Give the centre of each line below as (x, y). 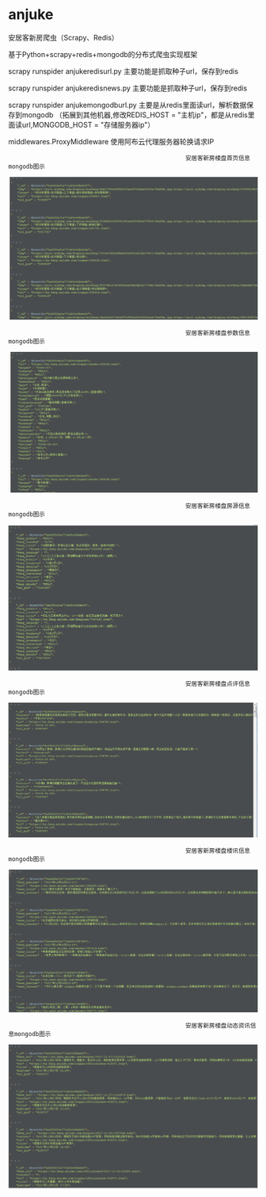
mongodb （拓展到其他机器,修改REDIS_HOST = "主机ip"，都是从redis (135, 115)
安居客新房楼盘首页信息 (218, 158)
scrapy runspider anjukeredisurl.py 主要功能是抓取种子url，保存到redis (123, 71)
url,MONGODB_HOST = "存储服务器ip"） (88, 124)
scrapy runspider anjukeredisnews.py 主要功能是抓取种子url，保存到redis (128, 88)
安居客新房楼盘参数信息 (218, 333)
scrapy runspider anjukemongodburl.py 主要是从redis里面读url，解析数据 (127, 105)
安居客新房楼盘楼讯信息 (218, 851)
